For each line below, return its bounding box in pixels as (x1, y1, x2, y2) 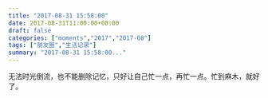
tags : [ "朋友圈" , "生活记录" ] (8, 41, 97, 49)
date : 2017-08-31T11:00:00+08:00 (8, 19, 120, 27)
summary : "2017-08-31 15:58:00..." (8, 49, 127, 57)
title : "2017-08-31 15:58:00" (8, 11, 109, 20)
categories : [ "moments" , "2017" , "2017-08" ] (8, 33, 152, 42)
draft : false (8, 26, 52, 34)
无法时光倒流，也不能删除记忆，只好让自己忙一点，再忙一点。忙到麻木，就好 (8, 72, 260, 80)
